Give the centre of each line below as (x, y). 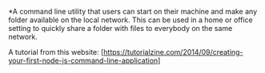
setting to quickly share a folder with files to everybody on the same (120, 28)
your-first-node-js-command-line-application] (84, 60)
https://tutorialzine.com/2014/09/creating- (173, 52)
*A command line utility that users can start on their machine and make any (133, 12)
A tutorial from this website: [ (56, 52)
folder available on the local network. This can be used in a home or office (131, 20)
